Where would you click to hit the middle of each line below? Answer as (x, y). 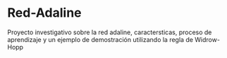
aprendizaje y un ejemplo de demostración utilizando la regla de (100, 39)
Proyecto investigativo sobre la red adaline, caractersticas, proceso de (110, 32)
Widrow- (208, 39)
